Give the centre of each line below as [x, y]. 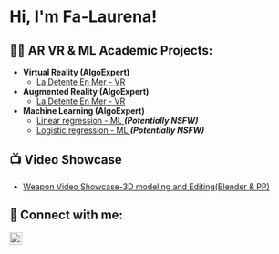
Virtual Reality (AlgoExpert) [76, 72]
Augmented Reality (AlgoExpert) [86, 91]
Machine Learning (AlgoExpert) [83, 111]
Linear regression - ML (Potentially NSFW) [117, 121]
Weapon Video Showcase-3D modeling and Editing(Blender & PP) [146, 186]
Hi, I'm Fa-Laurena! [83, 17]
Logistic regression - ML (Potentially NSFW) [120, 130]
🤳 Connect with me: [66, 215]
